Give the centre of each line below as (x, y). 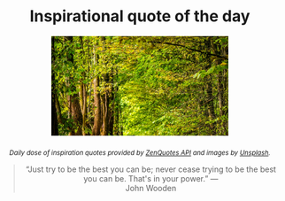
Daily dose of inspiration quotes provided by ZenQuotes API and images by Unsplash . (140, 152)
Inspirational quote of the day (140, 16)
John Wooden (151, 188)
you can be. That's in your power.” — (151, 178)
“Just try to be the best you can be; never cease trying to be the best (151, 169)
